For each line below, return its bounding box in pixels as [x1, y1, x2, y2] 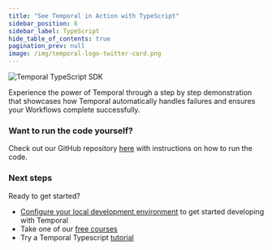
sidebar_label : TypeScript [8, 27, 100, 35]
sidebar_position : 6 [8, 19, 79, 28]
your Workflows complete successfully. [8, 105, 140, 114]
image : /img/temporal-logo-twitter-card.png [8, 50, 162, 58]
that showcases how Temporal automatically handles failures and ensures [8, 97, 256, 106]
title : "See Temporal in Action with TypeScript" [8, 11, 180, 20]
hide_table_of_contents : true [8, 34, 111, 43]
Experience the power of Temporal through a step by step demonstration [8, 88, 253, 97]
